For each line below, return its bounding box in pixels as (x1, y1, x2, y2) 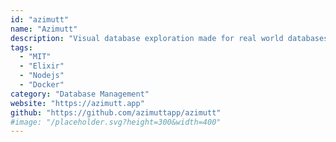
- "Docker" (19, 80, 65, 90)
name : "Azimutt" (10, 24, 78, 34)
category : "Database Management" (10, 89, 150, 99)
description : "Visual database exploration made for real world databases (10, 33, 329, 43)
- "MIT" (19, 52, 52, 62)
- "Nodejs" (19, 71, 65, 81)
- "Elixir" (19, 61, 65, 71)
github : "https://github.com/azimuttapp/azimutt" (10, 107, 222, 118)
